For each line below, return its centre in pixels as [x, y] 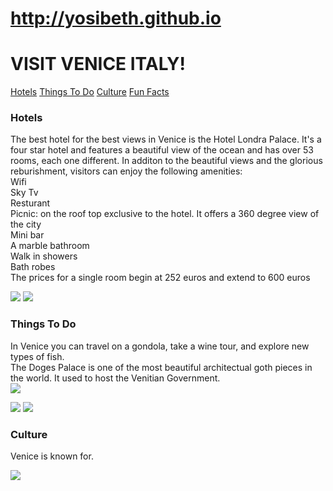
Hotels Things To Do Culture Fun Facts [90, 92]
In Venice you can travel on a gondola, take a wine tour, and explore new [160, 346]
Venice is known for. [52, 456]
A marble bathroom [50, 246]
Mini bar [27, 235]
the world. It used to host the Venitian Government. [115, 378]
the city [26, 224]
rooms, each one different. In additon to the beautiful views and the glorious [166, 161]
